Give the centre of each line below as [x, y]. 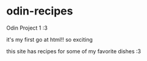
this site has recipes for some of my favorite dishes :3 [74, 51]
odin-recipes [40, 11]
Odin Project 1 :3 [27, 28]
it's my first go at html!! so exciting [50, 39]
